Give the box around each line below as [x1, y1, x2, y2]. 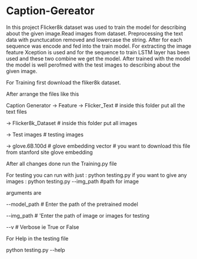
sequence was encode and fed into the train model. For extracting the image [6, 42, 192, 50]
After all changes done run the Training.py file [6, 160, 117, 167]
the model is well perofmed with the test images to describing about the [6, 61, 181, 68]
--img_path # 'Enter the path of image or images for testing [6, 212, 150, 219]
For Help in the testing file [6, 235, 69, 242]
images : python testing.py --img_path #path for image [6, 178, 139, 185]
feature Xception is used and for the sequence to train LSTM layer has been [6, 48, 190, 55]
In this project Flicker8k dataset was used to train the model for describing [6, 24, 186, 31]
